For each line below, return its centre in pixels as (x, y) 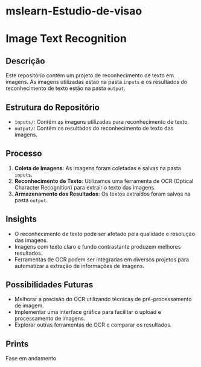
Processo (24, 154)
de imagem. (29, 305)
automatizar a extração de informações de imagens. (79, 266)
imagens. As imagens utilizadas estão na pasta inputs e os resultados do (97, 82)
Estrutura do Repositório (53, 107)
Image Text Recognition (66, 39)
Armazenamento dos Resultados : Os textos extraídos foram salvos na (102, 194)
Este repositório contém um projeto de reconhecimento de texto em (90, 75)
